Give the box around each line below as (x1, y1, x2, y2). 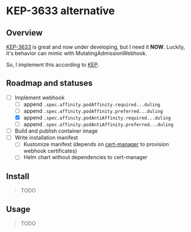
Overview (6, 28, 43, 38)
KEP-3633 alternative (6, 4, 115, 18)
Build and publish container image (14, 127, 98, 134)
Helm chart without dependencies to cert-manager (23, 154, 148, 161)
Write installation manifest (14, 134, 78, 141)
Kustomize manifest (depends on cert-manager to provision (23, 141, 169, 148)
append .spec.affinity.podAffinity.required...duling (23, 101, 161, 108)
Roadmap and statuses (6, 78, 93, 88)
